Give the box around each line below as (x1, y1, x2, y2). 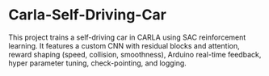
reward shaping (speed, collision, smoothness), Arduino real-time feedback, (8, 49, 262, 59)
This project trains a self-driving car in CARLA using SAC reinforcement (8, 32, 246, 42)
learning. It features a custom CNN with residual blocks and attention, (8, 40, 240, 50)
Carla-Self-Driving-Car (8, 6, 167, 24)
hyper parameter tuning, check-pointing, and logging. (8, 58, 187, 68)
